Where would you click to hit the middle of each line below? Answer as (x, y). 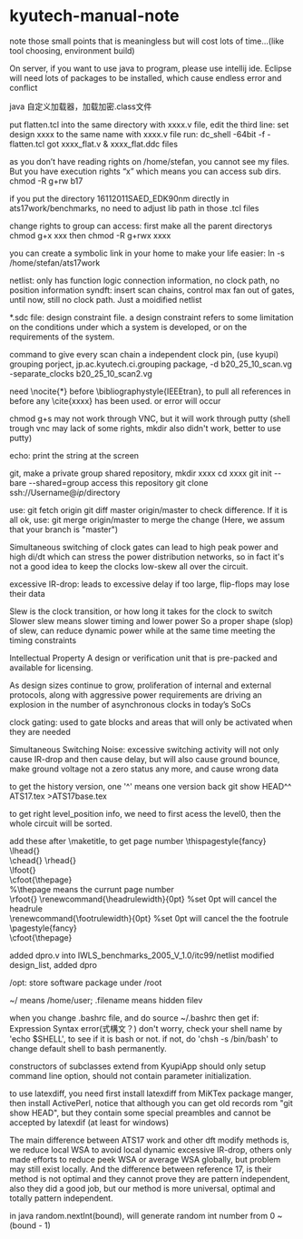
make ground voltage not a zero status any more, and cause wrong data (144, 769)
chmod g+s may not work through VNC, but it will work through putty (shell (150, 418)
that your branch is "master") (64, 529)
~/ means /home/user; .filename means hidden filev (106, 1000)
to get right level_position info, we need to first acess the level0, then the (145, 813)
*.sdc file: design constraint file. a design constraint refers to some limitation (151, 317)
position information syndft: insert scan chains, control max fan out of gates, (152, 290)
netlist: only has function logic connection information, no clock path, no (144, 280)
